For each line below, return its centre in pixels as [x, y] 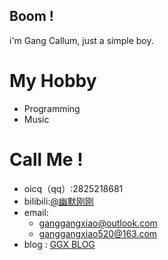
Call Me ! [46, 159]
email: [36, 212]
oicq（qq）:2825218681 [73, 188]
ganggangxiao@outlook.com [98, 223]
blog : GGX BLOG [59, 244]
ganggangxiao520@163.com [98, 233]
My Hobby [53, 81]
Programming [52, 108]
